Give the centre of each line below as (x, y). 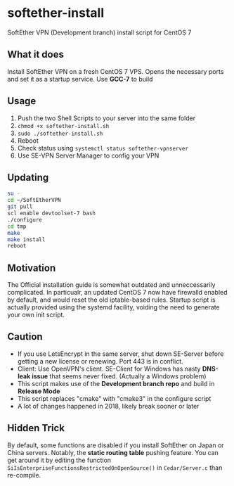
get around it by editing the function (59, 460)
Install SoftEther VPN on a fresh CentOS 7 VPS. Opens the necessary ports (116, 71)
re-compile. (24, 475)
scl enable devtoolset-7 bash (52, 213)
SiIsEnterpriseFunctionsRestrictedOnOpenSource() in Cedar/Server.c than (115, 467)
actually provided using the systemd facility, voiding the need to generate (113, 307)
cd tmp (17, 226)
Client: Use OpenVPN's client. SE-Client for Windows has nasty (109, 369)
